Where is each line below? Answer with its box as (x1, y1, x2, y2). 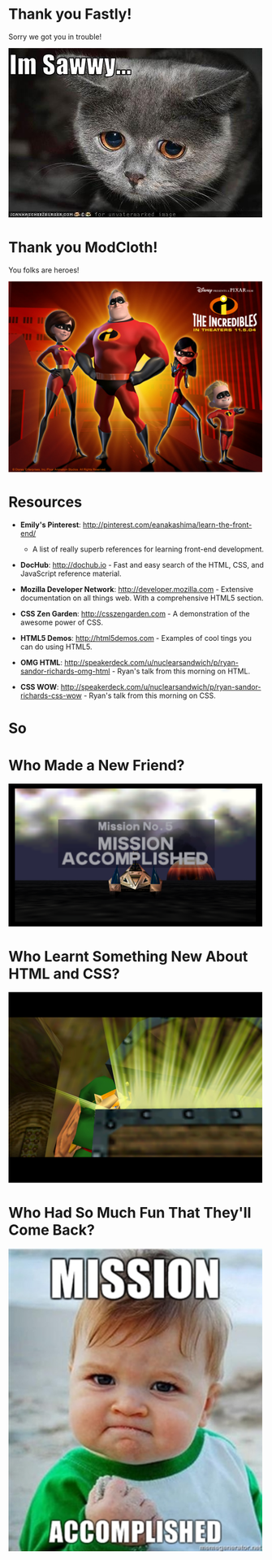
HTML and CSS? (8, 965, 120, 983)
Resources (8, 493, 83, 512)
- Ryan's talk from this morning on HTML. (111, 666, 250, 676)
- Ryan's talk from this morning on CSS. (84, 691, 217, 700)
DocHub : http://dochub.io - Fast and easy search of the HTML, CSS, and (19, 560, 264, 569)
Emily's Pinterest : (19, 520, 81, 529)
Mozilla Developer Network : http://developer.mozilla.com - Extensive (19, 584, 254, 594)
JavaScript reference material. (19, 569, 122, 578)
